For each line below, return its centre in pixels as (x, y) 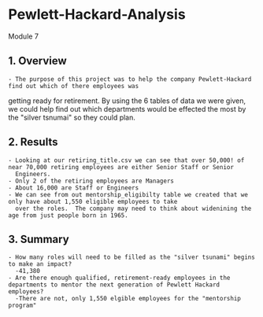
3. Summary (39, 239)
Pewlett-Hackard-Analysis (97, 15)
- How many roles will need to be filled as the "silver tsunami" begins (132, 257)
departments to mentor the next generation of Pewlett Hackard (114, 285)
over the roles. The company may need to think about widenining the (133, 208)
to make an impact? (40, 264)
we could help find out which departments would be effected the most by (127, 109)
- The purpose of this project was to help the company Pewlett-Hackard (130, 79)
